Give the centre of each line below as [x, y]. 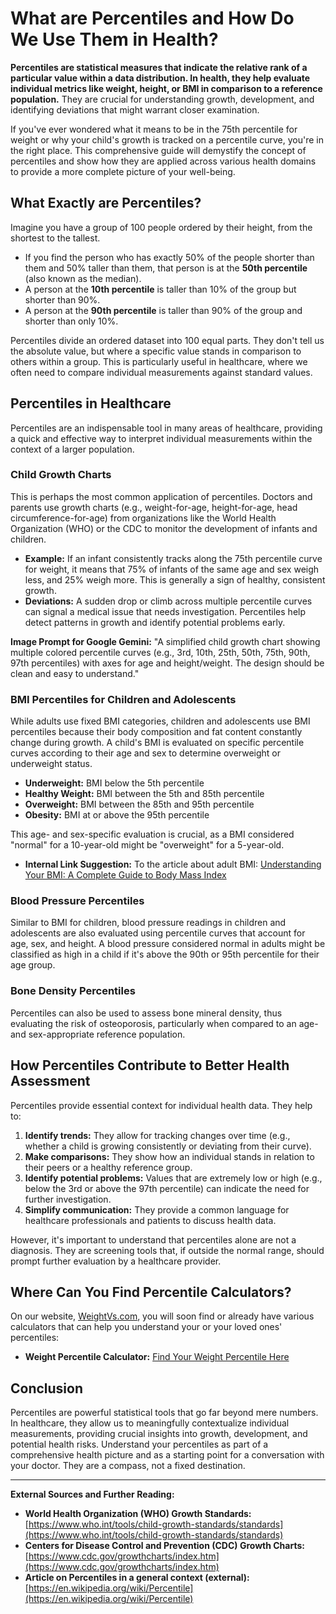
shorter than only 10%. [71, 321]
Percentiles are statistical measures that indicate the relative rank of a [159, 67]
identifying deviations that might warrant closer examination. [135, 109]
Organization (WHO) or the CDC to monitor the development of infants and [164, 528]
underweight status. [51, 764]
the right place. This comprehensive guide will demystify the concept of [158, 150]
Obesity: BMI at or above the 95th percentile [117, 815]
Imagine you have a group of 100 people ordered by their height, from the [161, 227]
